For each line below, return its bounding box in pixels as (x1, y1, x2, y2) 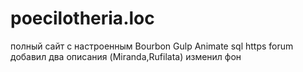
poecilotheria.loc (10, 7, 155, 30)
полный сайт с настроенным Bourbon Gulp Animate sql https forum (10, 40, 294, 52)
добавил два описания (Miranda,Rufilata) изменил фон (10, 50, 242, 62)
